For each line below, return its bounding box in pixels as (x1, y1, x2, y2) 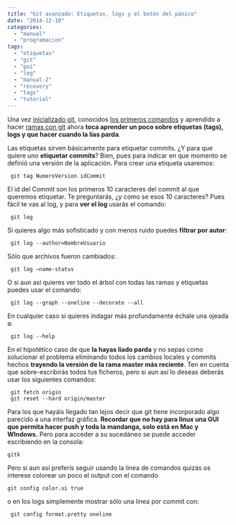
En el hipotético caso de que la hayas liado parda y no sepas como (7, 346, 203, 353)
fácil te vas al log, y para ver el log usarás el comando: (7, 200, 167, 208)
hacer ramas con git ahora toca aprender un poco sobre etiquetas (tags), (7, 123, 224, 131)
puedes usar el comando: (7, 285, 82, 294)
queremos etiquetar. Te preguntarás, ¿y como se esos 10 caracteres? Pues (7, 192, 225, 201)
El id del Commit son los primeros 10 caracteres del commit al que (7, 185, 200, 193)
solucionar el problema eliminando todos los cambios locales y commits (7, 353, 217, 361)
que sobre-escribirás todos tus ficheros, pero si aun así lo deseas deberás (7, 368, 224, 376)
